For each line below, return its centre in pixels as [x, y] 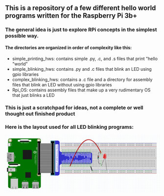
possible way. [22, 36]
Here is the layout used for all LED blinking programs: [69, 127]
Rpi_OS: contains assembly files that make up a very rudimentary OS [81, 90]
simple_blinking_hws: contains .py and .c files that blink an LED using [82, 69]
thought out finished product [40, 114]
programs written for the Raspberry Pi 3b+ [71, 16]
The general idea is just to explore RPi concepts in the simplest [81, 30]
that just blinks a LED [33, 95]
